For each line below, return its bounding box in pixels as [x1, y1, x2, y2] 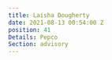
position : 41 [8, 26, 51, 34]
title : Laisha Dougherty [8, 11, 90, 19]
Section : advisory [8, 41, 69, 48]
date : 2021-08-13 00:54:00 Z [8, 19, 104, 26]
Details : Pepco [8, 33, 58, 41]
